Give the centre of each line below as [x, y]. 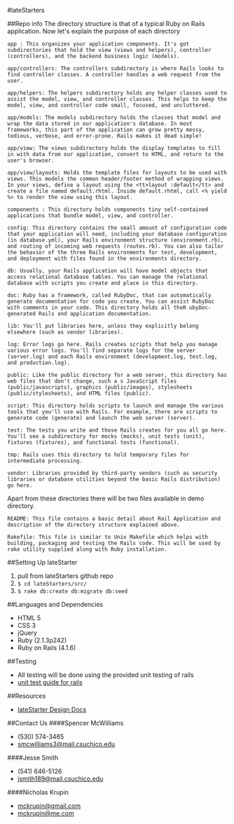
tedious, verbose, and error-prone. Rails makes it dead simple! [104, 136]
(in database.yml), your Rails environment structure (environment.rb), [116, 240]
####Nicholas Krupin [38, 792]
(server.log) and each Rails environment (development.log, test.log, [112, 357]
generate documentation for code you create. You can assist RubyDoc [111, 301]
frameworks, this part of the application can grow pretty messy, [106, 130]
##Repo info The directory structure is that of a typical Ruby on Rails [106, 23]
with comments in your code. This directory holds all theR [97, 308]
